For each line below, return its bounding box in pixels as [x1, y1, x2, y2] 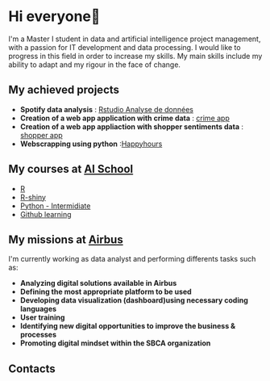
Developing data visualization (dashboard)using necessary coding [19, 295, 248, 305]
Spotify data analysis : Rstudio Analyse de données [19, 104, 194, 114]
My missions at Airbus [8, 232, 123, 246]
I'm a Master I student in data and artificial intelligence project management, [8, 34, 261, 44]
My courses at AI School [8, 162, 134, 176]
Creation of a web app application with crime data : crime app [19, 113, 230, 123]
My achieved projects [8, 83, 119, 97]
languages [19, 304, 57, 314]
